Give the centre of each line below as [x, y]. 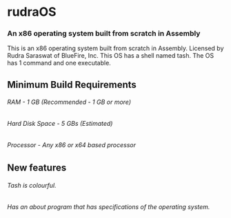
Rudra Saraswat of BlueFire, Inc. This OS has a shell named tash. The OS [111, 56]
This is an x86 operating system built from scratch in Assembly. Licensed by [115, 48]
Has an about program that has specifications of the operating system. [109, 206]
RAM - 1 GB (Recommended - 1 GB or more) [69, 102]
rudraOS [32, 12]
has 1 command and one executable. [59, 63]
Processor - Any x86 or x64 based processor [72, 144]
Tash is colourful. [32, 185]
